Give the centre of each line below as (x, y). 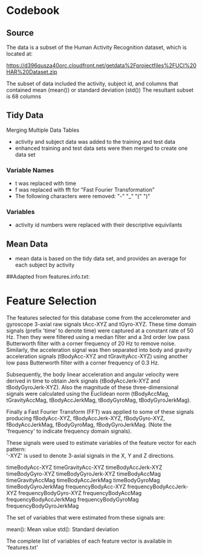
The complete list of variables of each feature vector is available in (89, 541)
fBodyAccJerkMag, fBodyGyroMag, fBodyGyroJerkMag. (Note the (89, 425)
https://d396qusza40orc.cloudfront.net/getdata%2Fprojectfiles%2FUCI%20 (101, 65)
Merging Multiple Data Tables (43, 130)
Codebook (33, 11)
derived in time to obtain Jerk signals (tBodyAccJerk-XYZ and (83, 381)
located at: (20, 54)
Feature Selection (51, 301)
